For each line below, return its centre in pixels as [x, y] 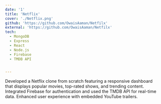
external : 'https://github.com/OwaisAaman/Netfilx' [59, 28]
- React [17, 45]
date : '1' [15, 9]
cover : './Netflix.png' [29, 18]
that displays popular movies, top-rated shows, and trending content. [75, 86]
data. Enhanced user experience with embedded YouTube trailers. [71, 97]
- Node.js [19, 50]
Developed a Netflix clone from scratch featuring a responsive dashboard [79, 81]
